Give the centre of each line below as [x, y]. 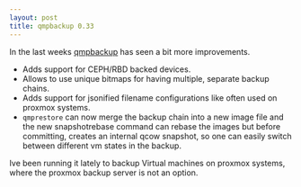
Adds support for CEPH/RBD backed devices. [106, 69]
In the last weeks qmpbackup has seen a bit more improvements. [130, 51]
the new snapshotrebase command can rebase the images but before [151, 126]
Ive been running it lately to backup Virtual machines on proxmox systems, [147, 163]
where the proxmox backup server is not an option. [104, 173]
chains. [36, 88]
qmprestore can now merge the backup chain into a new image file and [153, 117]
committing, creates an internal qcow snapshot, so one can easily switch [157, 136]
